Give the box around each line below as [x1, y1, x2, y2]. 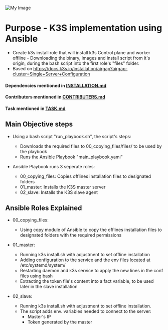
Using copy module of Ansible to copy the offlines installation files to [20, 227, 162, 233]
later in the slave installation [20, 284, 78, 290]
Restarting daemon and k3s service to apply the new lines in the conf [20, 268, 163, 274]
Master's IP [27, 314, 51, 320]
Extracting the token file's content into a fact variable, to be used [20, 278, 154, 284]
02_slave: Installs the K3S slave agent [20, 189, 98, 195]
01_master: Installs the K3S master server [20, 184, 106, 190]
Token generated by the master [27, 319, 93, 325]
